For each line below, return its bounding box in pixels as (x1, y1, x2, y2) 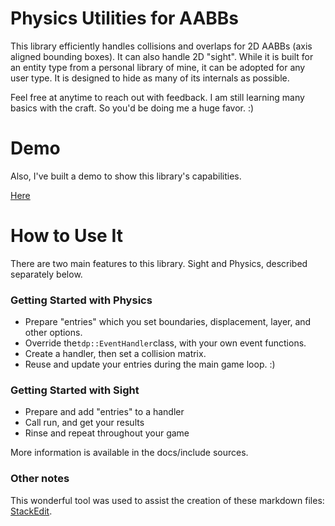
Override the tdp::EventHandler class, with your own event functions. (24, 337, 307, 349)
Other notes (10, 472, 70, 486)
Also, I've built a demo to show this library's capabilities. (10, 170, 242, 182)
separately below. (10, 268, 83, 280)
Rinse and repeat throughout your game (24, 427, 190, 439)
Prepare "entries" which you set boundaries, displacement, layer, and (24, 316, 312, 328)
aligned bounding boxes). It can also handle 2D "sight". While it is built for (10, 50, 314, 62)
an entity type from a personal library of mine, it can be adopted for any (10, 61, 306, 73)
